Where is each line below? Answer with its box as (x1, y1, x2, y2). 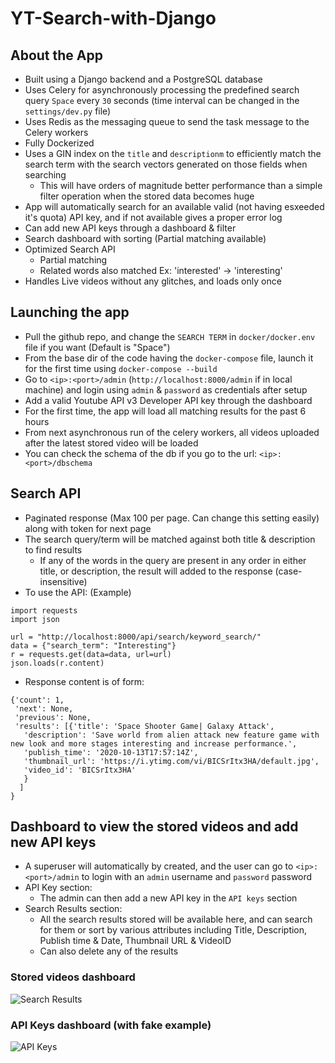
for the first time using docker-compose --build (24, 362, 218, 374)
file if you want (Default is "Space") (24, 341, 171, 353)
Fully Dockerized (24, 137, 95, 149)
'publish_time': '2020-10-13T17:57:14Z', (23, 747, 199, 757)
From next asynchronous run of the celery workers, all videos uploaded (24, 426, 320, 438)
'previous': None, (14, 712, 92, 722)
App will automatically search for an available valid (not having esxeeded (24, 201, 325, 212)
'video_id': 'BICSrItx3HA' (23, 765, 137, 775)
